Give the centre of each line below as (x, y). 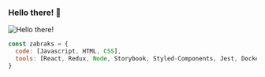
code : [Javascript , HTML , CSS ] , (69, 51)
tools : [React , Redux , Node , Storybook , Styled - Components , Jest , (127, 59)
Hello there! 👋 (35, 13)
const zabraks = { (38, 44)
